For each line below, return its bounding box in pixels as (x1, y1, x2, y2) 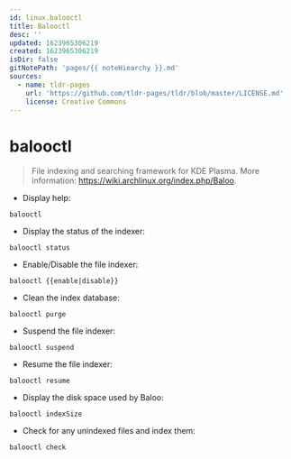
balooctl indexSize (9, 409, 83, 419)
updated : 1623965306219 (9, 38, 99, 48)
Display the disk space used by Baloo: (22, 392, 164, 403)
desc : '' (9, 30, 42, 39)
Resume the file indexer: (22, 359, 113, 370)
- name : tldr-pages (17, 80, 91, 89)
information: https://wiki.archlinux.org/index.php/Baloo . (31, 175, 237, 186)
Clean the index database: (22, 292, 120, 303)
